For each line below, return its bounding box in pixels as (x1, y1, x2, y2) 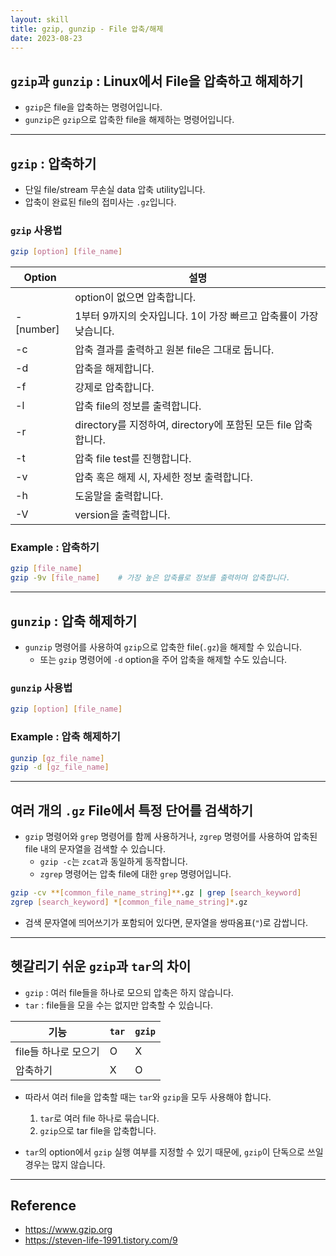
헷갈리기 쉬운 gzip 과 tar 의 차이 (10, 958, 192, 975)
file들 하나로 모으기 (15, 1044, 100, 1058)
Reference (10, 1197, 77, 1215)
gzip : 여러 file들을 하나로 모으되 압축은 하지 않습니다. (24, 986, 234, 998)
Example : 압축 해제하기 (10, 730, 121, 744)
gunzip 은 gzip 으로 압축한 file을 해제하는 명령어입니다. (24, 114, 235, 126)
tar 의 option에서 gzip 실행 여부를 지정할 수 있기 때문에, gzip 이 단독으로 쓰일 (24, 1146, 324, 1158)
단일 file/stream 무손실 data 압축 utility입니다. (24, 184, 206, 195)
